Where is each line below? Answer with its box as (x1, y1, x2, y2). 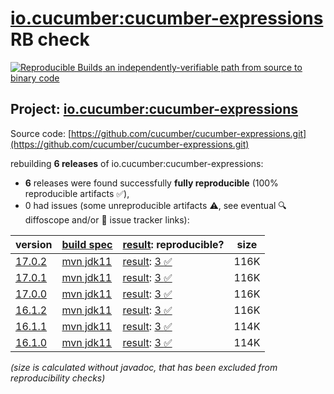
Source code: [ (10, 127, 72, 139)
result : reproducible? (122, 237, 225, 251)
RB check (10, 28, 90, 51)
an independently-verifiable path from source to (104, 61, 303, 73)
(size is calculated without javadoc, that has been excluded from (10, 361, 278, 373)
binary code (10, 72, 60, 84)
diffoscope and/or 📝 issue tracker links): (24, 213, 190, 226)
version (15, 237, 53, 251)
